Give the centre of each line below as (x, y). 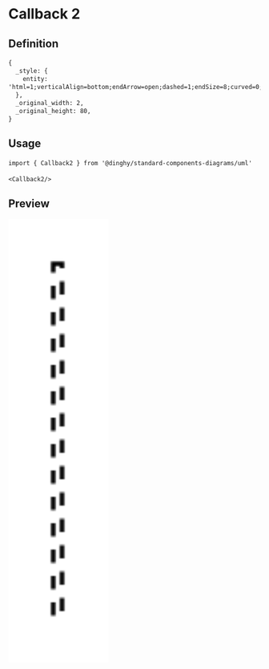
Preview (29, 204)
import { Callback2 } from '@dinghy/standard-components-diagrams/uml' (130, 163)
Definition (33, 44)
